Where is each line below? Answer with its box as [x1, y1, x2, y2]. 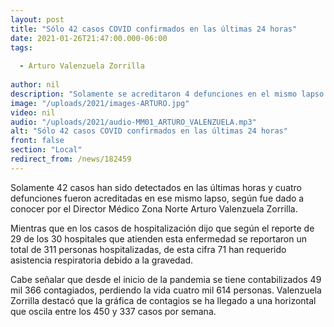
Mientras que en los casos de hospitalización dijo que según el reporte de [10, 222, 315, 234]
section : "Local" [10, 145, 83, 155]
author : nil [10, 80, 60, 90]
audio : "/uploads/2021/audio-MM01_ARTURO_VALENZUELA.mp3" [10, 117, 257, 127]
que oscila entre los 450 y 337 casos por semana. [10, 305, 217, 317]
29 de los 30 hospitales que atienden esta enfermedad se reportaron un [10, 232, 308, 245]
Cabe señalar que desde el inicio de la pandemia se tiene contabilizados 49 [10, 273, 322, 285]
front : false [10, 136, 65, 146]
